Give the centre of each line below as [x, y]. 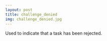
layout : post [19, 10]
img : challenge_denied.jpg [34, 19]
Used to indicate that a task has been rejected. [54, 33]
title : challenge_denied [31, 14]
